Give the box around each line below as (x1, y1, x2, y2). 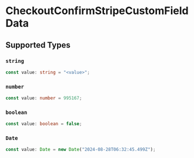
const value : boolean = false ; (5, 121, 82, 127)
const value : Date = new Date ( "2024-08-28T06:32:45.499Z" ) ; (5, 147, 156, 153)
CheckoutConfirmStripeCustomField (5, 4, 189, 18)
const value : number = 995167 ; (5, 95, 82, 101)
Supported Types (5, 40, 71, 50)
